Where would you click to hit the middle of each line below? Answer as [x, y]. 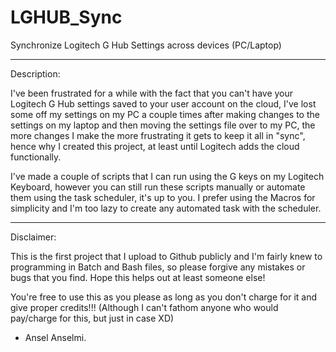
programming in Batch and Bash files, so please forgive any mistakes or [158, 267]
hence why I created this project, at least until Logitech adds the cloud [155, 146]
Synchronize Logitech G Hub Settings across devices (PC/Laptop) [146, 45]
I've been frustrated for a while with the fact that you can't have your [152, 93]
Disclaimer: [33, 237]
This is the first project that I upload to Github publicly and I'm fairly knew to [166, 256]
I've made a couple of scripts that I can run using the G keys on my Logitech [167, 176]
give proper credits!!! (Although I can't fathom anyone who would [144, 307]
